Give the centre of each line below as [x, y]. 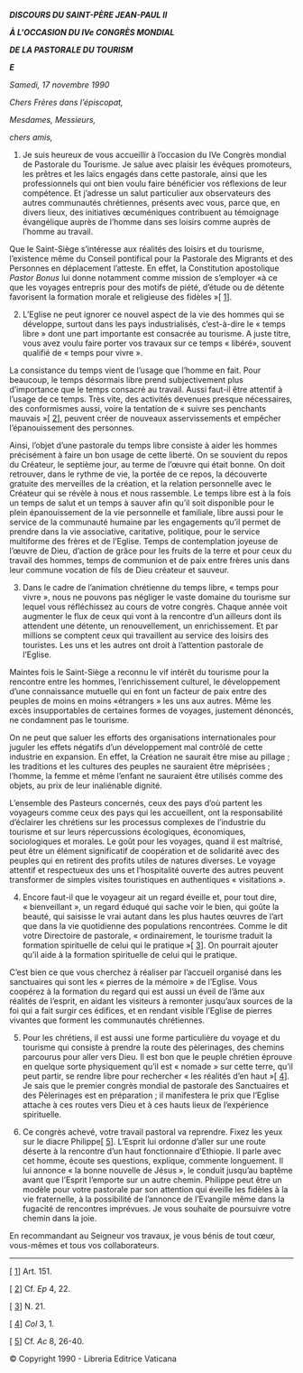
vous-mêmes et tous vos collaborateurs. [84, 1245]
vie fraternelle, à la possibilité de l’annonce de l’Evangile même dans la [154, 1199]
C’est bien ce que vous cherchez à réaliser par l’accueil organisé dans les [146, 972]
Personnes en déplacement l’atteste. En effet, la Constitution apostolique [144, 268]
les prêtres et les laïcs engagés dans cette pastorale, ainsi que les [145, 174]
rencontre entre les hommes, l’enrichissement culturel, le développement [145, 682]
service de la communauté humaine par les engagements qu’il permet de [145, 522]
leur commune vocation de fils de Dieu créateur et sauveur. [119, 570]
